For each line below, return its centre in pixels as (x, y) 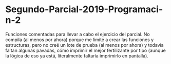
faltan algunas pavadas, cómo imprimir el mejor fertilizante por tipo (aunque (85, 50)
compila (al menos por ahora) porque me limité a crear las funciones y (80, 40)
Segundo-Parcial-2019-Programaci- (84, 9)
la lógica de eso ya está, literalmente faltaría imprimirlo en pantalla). (77, 56)
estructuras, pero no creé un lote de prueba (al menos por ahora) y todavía (84, 45)
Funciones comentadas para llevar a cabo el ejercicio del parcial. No (78, 34)
